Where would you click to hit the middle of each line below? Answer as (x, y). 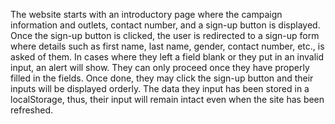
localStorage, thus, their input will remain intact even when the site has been (167, 99)
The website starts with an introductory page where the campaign (146, 14)
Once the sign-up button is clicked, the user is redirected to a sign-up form (165, 35)
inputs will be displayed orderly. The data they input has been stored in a (160, 88)
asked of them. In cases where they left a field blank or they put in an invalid (167, 57)
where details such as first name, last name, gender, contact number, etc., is (167, 46)
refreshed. (32, 110)
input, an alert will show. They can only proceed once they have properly (160, 67)
